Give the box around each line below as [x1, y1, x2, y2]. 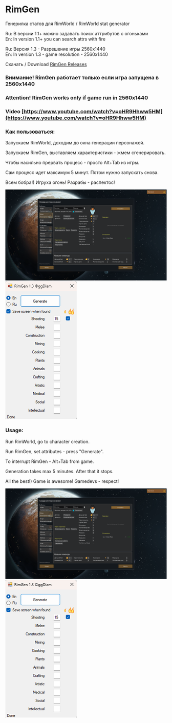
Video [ [5, 108, 24, 115]
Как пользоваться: [5, 128, 55, 135]
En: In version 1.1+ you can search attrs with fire [5, 36, 106, 42]
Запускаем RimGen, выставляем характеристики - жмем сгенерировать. [5, 150, 166, 156]
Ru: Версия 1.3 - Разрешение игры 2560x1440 [5, 46, 106, 52]
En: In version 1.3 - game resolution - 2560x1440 [5, 51, 109, 57]
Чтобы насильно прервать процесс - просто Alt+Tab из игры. [5, 160, 140, 165]
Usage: [5, 427, 24, 434]
